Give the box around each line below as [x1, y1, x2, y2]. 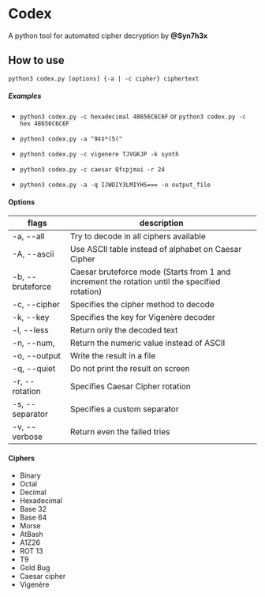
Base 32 [19, 505, 47, 514]
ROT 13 [19, 546, 43, 556]
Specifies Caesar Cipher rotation [69, 381, 191, 392]
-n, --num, [12, 337, 55, 348]
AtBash [19, 530, 43, 539]
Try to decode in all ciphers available [69, 231, 207, 242]
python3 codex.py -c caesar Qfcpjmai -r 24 [19, 165, 166, 174]
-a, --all [12, 231, 45, 242]
